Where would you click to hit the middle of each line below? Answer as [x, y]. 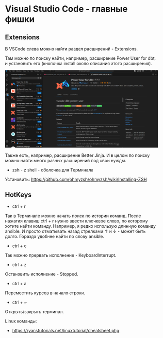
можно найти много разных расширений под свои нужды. [65, 161]
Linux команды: [21, 321]
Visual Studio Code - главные [66, 9]
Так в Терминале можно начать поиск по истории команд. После [73, 216]
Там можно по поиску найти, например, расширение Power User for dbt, [81, 58]
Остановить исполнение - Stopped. [42, 274]
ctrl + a [19, 284]
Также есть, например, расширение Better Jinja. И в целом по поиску [77, 155]
